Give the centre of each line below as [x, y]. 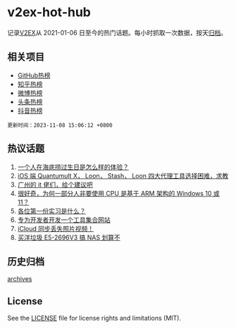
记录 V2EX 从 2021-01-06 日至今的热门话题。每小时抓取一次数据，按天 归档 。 [117, 32]
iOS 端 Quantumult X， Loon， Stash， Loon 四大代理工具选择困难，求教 [123, 175]
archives [20, 279]
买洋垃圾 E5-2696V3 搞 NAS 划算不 [69, 237]
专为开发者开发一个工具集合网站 [64, 220]
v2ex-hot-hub [49, 12]
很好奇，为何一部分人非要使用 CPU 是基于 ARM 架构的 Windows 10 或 [118, 193]
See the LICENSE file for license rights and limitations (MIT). [94, 318]
